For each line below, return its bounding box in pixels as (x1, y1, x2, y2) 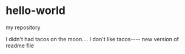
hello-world (5, 4, 66, 18)
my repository (5, 24, 41, 31)
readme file (5, 42, 35, 49)
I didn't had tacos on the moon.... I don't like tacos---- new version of (5, 35, 180, 42)
